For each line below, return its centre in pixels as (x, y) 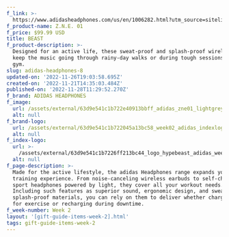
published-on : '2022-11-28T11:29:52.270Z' (68, 89)
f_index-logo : (27, 141)
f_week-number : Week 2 (39, 210)
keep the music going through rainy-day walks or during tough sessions (118, 58)
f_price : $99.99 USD (36, 32)
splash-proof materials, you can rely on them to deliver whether (109, 198)
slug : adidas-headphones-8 (45, 70)
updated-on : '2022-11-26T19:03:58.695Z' (65, 77)
